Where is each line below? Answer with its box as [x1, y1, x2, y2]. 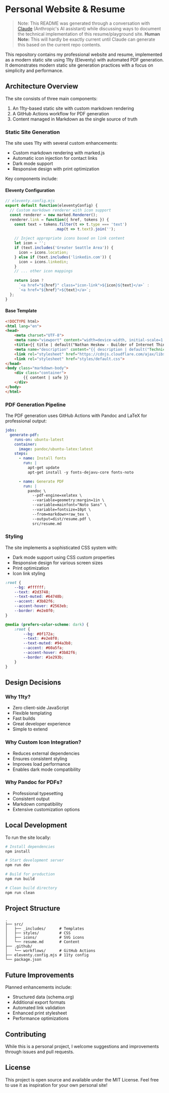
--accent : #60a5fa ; [23, 645, 64, 651]
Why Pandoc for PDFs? [5, 779, 63, 786]
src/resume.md [32, 521, 62, 526]
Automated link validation [12, 1005, 65, 1011]
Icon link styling [12, 570, 45, 576]
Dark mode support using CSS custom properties [12, 554, 115, 560]
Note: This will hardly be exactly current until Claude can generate [17, 36, 155, 42]
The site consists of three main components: [5, 95, 98, 101]
